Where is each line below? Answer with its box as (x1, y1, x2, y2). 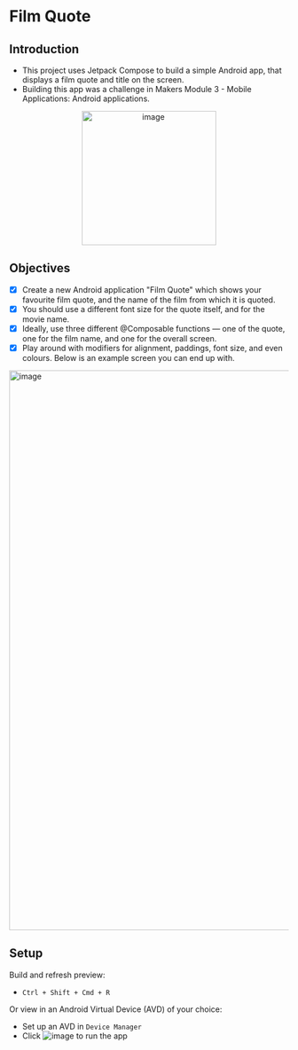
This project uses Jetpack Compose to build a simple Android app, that (21, 65, 282, 75)
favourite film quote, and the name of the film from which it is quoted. (21, 294, 276, 305)
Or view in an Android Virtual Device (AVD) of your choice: (9, 1004, 223, 1015)
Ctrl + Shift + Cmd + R (21, 988, 111, 997)
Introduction (9, 42, 80, 57)
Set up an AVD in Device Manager (21, 1021, 142, 1031)
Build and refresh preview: (9, 969, 106, 980)
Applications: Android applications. (21, 93, 151, 104)
